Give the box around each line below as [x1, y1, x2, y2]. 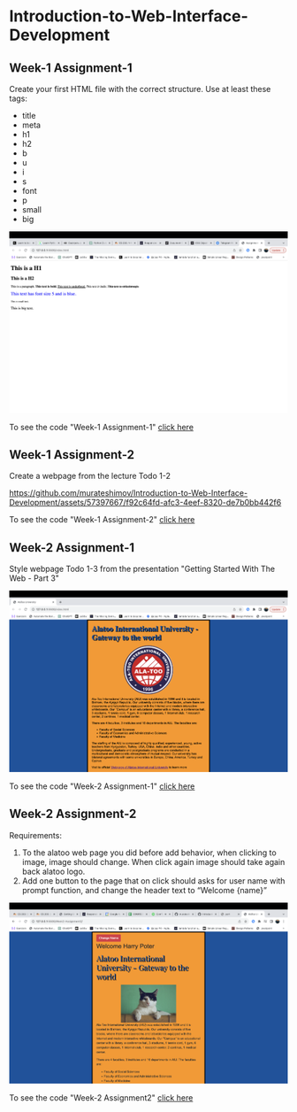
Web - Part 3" [9, 573, 60, 583]
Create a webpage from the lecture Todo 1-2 [9, 471, 171, 482]
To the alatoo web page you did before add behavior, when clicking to [21, 847, 277, 858]
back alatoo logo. [21, 866, 86, 876]
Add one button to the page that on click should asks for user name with [21, 875, 286, 886]
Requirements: [9, 830, 62, 840]
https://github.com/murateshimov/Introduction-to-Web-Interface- [9, 488, 248, 498]
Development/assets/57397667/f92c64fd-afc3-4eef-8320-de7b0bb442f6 [9, 498, 282, 508]
